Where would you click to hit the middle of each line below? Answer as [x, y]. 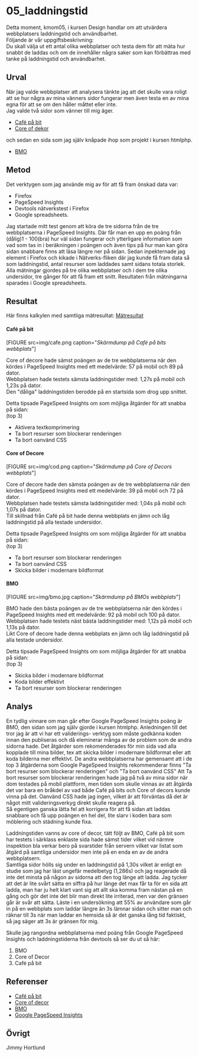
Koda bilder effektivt [39, 681]
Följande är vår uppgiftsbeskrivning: [50, 40]
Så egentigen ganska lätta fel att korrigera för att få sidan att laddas [88, 809]
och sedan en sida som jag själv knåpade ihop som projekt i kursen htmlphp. [99, 140]
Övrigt [18, 1033]
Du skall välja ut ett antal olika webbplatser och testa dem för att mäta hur [96, 46]
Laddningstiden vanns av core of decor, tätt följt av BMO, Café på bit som [95, 833]
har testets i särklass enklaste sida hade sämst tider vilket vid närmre [90, 839]
